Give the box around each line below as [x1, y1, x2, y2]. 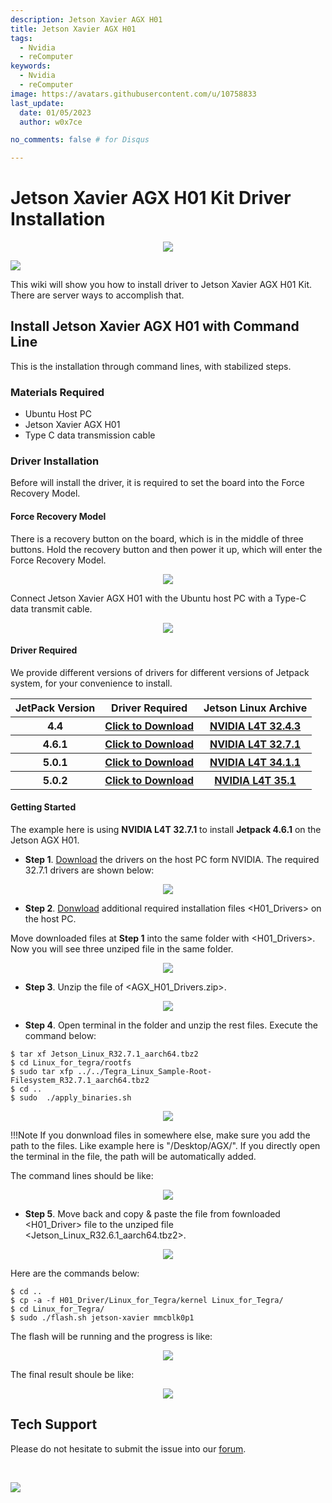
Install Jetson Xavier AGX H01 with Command [10, 318, 300, 335]
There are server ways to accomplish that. [10, 289, 185, 301]
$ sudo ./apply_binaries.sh [10, 1093, 132, 1103]
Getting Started [10, 801, 77, 813]
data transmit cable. [10, 602, 93, 615]
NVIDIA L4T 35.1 [214, 773, 297, 787]
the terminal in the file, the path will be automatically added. [10, 1151, 257, 1163]
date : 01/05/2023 [19, 107, 92, 118]
